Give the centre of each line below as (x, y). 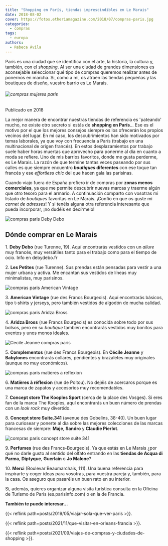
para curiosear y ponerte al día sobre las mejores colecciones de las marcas (84, 423)
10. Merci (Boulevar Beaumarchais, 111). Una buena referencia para (74, 468)
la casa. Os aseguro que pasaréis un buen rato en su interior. (68, 479)
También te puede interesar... (37, 504)
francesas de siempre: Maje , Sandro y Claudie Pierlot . (62, 428)
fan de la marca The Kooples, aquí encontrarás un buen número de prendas (83, 402)
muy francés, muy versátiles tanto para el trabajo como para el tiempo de (81, 252)
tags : (11, 33)
